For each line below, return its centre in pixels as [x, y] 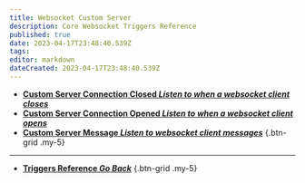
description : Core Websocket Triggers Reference [103, 26]
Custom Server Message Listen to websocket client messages [143, 132]
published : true [40, 34]
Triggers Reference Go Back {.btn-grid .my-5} [110, 168]
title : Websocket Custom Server [70, 18]
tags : [20, 52]
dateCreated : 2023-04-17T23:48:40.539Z [85, 69]
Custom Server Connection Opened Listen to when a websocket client [157, 113]
